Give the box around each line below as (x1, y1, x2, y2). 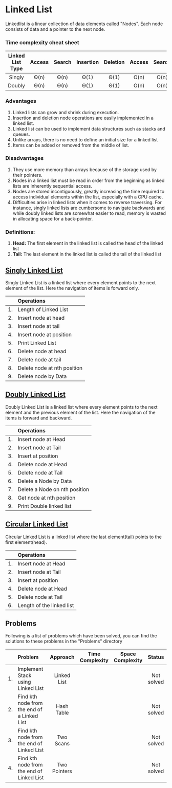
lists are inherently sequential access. (12, 182, 92, 189)
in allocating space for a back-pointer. (12, 215, 93, 222)
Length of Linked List (17, 306, 68, 313)
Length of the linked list (17, 601, 74, 609)
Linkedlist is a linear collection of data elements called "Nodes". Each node (5, 21, 163, 27)
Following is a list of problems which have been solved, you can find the (5, 633, 157, 639)
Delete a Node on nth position (17, 486, 90, 493)
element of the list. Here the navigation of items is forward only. (5, 285, 139, 291)
